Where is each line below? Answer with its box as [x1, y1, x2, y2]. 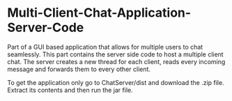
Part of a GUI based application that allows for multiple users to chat [7, 42, 203, 51]
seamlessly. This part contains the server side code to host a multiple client [7, 50, 224, 59]
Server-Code [7, 20, 84, 36]
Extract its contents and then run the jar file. [7, 86, 134, 94]
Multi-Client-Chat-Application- [7, 5, 192, 21]
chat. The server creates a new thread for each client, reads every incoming [7, 57, 226, 65]
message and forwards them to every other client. [7, 65, 151, 73]
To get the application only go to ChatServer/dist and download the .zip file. [7, 78, 224, 86]
